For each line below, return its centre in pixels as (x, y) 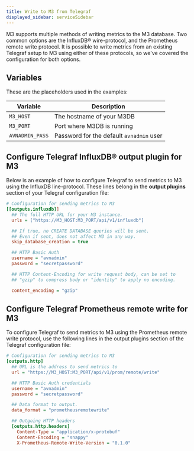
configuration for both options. (43, 59)
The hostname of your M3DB (94, 117)
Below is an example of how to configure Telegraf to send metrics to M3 (94, 181)
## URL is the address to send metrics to (64, 367)
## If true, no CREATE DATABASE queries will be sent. (80, 231)
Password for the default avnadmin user (108, 136)
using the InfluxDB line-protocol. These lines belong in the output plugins (96, 186)
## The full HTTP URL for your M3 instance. (67, 215)
